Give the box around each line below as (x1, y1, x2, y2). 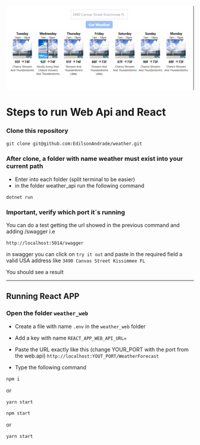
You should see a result (6, 268, 64, 275)
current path (6, 162, 43, 170)
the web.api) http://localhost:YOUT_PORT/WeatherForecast (14, 352, 160, 359)
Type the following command (14, 363, 86, 371)
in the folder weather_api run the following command (14, 182, 145, 189)
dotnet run (6, 194, 33, 200)
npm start (6, 410, 31, 416)
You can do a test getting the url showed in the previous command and (6, 221, 180, 229)
